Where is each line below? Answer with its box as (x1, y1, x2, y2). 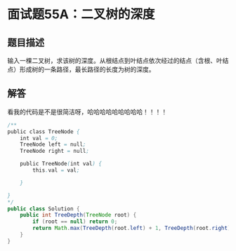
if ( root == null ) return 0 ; (32, 218, 118, 225)
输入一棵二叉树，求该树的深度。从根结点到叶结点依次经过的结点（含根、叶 (7, 57, 223, 65)
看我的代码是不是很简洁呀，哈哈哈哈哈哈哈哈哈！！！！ (7, 107, 167, 116)
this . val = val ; (32, 167, 80, 174)
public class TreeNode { (7, 128, 80, 135)
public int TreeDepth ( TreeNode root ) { (20, 212, 137, 219)
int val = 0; (20, 135, 58, 142)
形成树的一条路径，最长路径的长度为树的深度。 (19, 65, 155, 74)
